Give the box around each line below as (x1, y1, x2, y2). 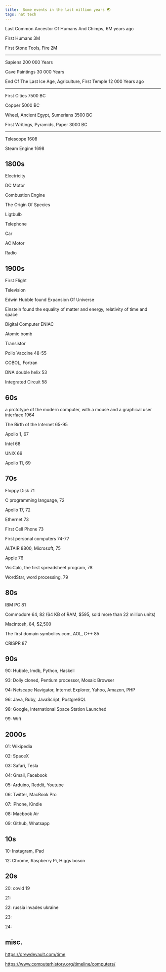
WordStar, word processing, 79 (5, 574, 68, 580)
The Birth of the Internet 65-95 (5, 421, 68, 427)
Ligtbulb (5, 212, 22, 218)
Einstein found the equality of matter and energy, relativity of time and (5, 306, 148, 312)
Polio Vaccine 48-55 (5, 350, 47, 356)
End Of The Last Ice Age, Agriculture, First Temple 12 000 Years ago (5, 78, 144, 84)
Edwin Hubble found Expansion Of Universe (5, 297, 95, 303)
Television (5, 287, 26, 293)
